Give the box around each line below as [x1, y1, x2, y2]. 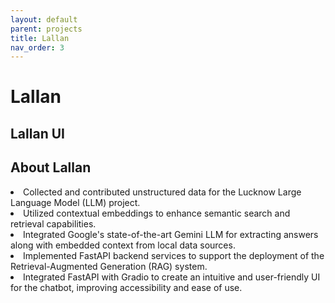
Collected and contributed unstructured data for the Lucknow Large [23, 186, 302, 198]
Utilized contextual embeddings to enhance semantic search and [23, 207, 291, 219]
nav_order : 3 [10, 42, 65, 53]
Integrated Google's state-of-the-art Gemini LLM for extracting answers [23, 228, 319, 240]
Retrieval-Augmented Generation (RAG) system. [10, 260, 208, 272]
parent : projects [10, 24, 83, 34]
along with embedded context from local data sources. [10, 239, 236, 251]
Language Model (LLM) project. [10, 196, 141, 208]
